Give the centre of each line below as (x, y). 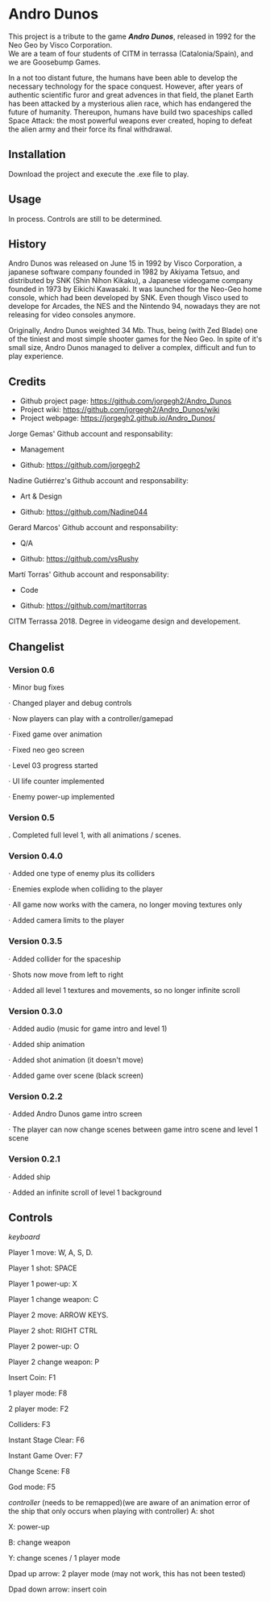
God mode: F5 (32, 1487)
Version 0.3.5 (35, 941)
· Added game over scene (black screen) (76, 1076)
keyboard (24, 1237)
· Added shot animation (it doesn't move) (76, 1060)
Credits (27, 381)
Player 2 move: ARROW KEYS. (58, 1315)
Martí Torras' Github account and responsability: (89, 574)
